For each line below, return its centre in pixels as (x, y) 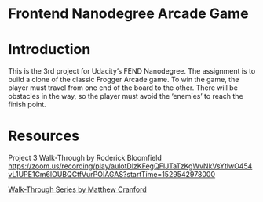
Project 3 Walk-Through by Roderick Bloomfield (85, 158)
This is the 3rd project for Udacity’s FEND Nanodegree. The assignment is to (132, 71)
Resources (44, 136)
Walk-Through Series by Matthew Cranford (77, 189)
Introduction (49, 50)
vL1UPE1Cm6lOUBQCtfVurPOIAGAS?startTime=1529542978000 (112, 175)
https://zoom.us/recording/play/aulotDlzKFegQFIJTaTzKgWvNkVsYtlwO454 (130, 166)
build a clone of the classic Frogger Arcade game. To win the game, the (124, 80)
